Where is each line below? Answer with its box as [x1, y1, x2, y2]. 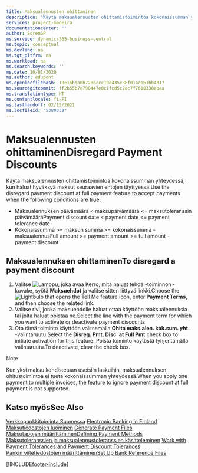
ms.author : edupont [6, 74, 54, 80]
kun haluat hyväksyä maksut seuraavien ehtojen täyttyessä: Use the [6, 183, 170, 190]
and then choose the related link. [14, 300, 95, 307]
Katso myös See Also [6, 402, 84, 412]
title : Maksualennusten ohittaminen [6, 8, 96, 15]
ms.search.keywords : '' [6, 63, 65, 70]
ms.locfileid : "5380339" [6, 107, 67, 113]
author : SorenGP [6, 31, 46, 37]
